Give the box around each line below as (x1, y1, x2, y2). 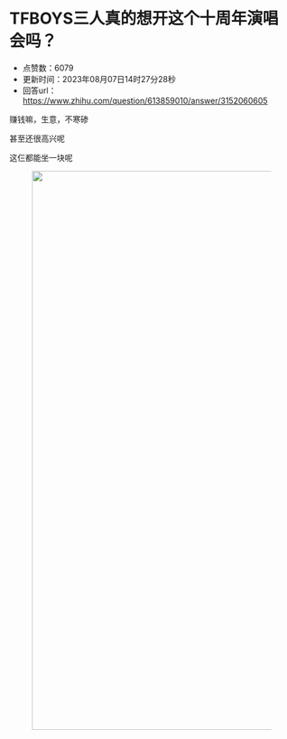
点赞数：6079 (22, 62, 74, 73)
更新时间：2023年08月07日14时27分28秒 (22, 73, 176, 84)
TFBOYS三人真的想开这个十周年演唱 (9, 8, 279, 29)
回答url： (22, 85, 57, 96)
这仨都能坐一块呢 (9, 152, 73, 163)
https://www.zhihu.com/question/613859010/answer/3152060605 (22, 95, 268, 106)
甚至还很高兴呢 (9, 133, 65, 144)
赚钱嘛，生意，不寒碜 (9, 114, 88, 125)
